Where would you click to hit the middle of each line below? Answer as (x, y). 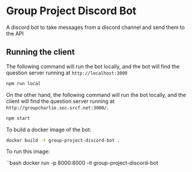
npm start (18, 118)
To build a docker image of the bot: (49, 129)
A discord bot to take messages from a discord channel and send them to (95, 27)
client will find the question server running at (61, 101)
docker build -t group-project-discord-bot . (63, 140)
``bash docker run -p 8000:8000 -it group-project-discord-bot (82, 163)
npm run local (24, 83)
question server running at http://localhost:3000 (67, 73)
